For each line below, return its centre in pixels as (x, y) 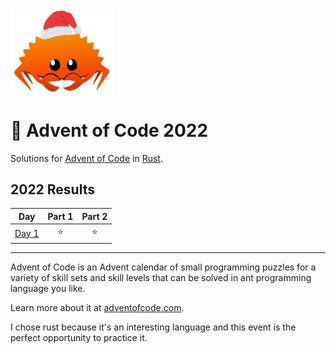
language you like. (48, 288)
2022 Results (52, 189)
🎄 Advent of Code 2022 (109, 130)
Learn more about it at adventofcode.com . (97, 307)
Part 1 (60, 216)
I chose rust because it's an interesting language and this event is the (153, 327)
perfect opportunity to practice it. (79, 337)
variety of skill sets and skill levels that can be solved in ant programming (161, 277)
